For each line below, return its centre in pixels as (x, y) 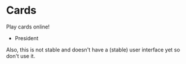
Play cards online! (28, 27)
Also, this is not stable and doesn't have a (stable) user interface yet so (93, 49)
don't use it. (21, 56)
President (26, 38)
